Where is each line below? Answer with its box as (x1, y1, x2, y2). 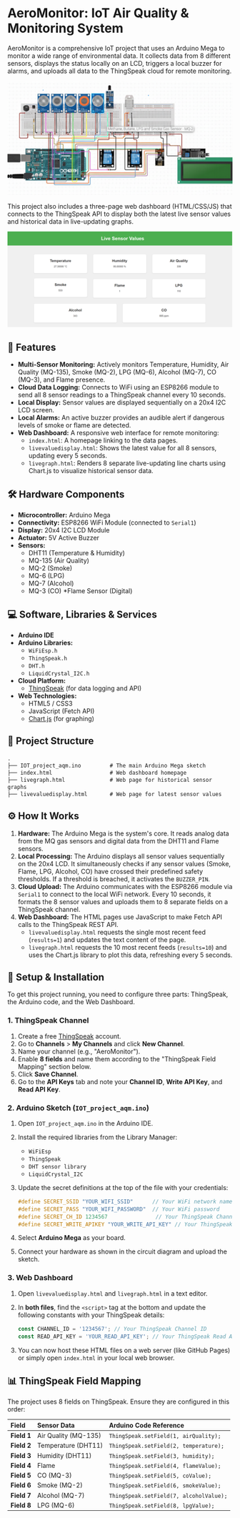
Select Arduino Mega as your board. (17, 1234, 126, 1242)
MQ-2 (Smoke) (28, 564, 73, 572)
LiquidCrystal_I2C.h (28, 670, 90, 677)
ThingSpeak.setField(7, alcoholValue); (109, 1492, 228, 1499)
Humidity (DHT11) (36, 1451, 92, 1459)
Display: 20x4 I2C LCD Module (17, 526, 110, 535)
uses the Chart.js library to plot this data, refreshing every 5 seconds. (28, 951, 233, 959)
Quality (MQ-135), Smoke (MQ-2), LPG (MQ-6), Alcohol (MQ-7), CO (17, 368, 216, 377)
